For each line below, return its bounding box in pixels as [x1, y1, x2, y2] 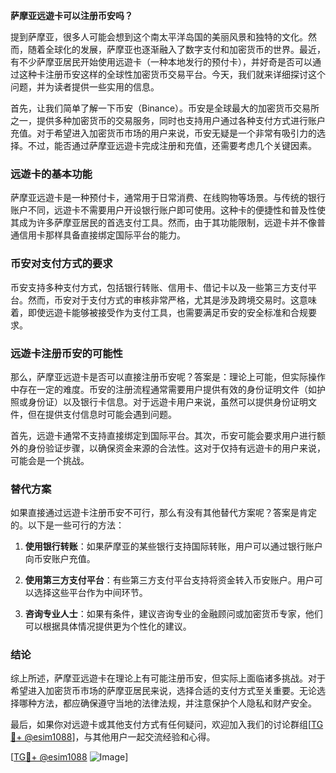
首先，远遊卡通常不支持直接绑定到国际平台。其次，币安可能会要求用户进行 [10, 429, 317, 441]
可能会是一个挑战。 [10, 454, 90, 466]
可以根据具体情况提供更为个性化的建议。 [24, 620, 192, 633]
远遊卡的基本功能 [10, 167, 93, 181]
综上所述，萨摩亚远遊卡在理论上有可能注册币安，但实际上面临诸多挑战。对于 [10, 672, 326, 684]
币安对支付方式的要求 [10, 257, 113, 271]
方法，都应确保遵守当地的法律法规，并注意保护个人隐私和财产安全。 [36, 697, 317, 709]
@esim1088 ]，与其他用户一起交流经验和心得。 [24, 731, 216, 743]
